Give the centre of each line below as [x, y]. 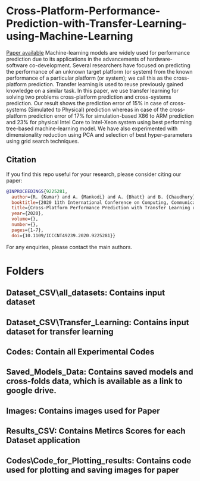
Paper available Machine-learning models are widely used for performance [98, 52]
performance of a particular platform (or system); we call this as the [89, 78]
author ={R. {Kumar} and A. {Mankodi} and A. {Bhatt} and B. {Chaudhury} [104, 197]
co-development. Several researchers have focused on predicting [110, 65]
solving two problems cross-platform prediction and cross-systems [89, 97]
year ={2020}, [28, 213]
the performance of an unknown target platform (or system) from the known [99, 71]
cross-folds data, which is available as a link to [94, 381]
